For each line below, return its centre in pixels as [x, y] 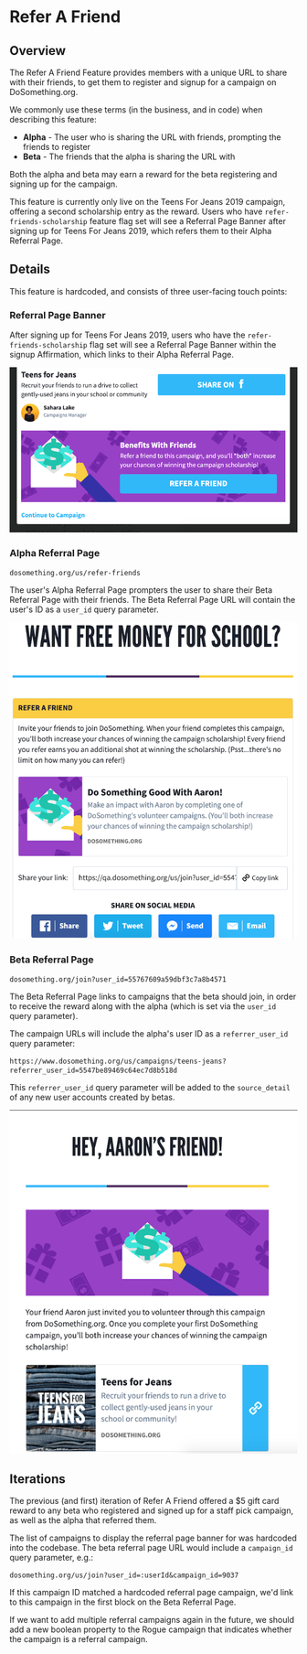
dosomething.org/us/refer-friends [75, 574]
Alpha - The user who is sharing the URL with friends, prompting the [152, 137]
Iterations [37, 1479]
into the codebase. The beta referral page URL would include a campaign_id [152, 1548]
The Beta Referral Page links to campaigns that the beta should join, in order [153, 997]
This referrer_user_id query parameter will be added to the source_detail [150, 1088]
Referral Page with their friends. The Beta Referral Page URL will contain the [153, 600]
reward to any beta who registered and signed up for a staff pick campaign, [152, 1510]
